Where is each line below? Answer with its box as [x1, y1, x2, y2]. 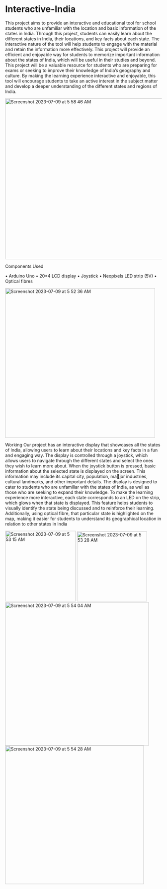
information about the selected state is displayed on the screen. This [5, 468, 146, 474]
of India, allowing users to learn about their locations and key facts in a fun [5, 447, 158, 453]
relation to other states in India [5, 520, 68, 527]
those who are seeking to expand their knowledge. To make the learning [5, 489, 153, 495]
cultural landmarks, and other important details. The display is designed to [5, 478, 158, 485]
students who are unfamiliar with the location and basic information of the [5, 25, 157, 31]
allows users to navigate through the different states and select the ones [5, 457, 154, 463]
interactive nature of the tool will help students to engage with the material [5, 41, 158, 47]
